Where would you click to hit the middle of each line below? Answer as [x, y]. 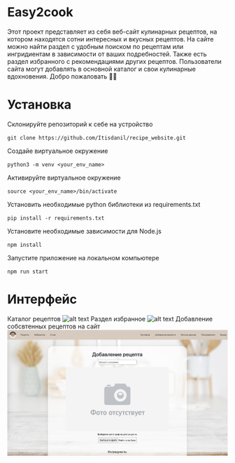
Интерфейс [42, 300]
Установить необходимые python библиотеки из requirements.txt [104, 204]
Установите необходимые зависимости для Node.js [85, 231]
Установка [40, 105]
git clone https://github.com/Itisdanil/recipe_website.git [97, 137]
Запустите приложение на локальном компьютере [83, 257]
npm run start [28, 271]
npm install [24, 245]
